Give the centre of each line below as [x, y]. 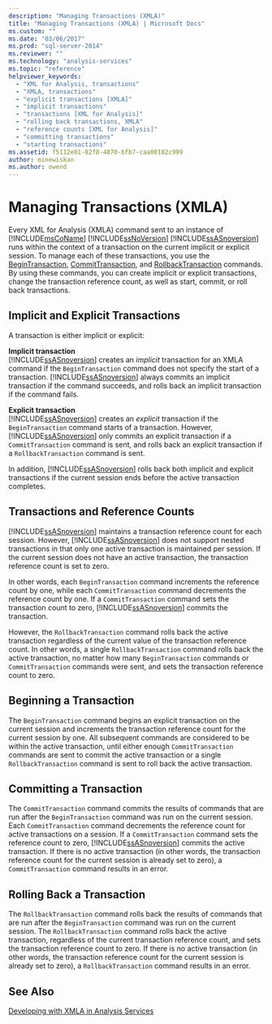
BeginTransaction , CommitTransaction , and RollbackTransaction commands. [136, 264]
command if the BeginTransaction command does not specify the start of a [134, 368]
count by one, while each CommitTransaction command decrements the [127, 590]
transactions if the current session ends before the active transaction [124, 477]
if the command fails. [44, 394]
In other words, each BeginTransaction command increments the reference [134, 581]
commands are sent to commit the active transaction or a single [115, 755]
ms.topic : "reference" [47, 69]
